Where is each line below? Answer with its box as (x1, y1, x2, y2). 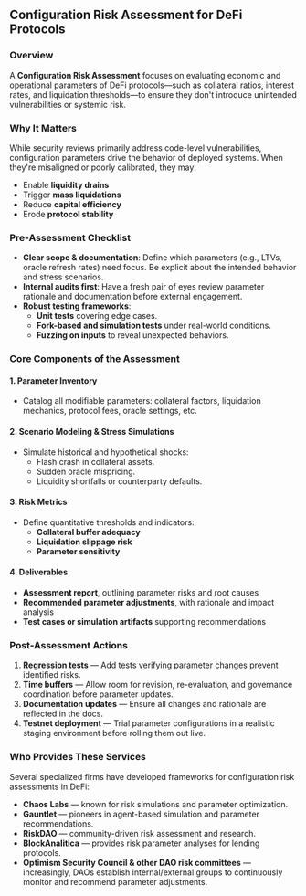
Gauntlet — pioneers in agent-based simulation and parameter (22, 808, 260, 819)
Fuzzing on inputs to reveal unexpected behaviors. (36, 330, 229, 341)
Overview (9, 49, 54, 62)
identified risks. (22, 669, 81, 680)
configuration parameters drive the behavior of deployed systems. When (9, 152, 283, 163)
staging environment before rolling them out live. (22, 728, 206, 739)
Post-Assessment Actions (9, 638, 128, 651)
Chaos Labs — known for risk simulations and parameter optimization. (22, 798, 289, 809)
